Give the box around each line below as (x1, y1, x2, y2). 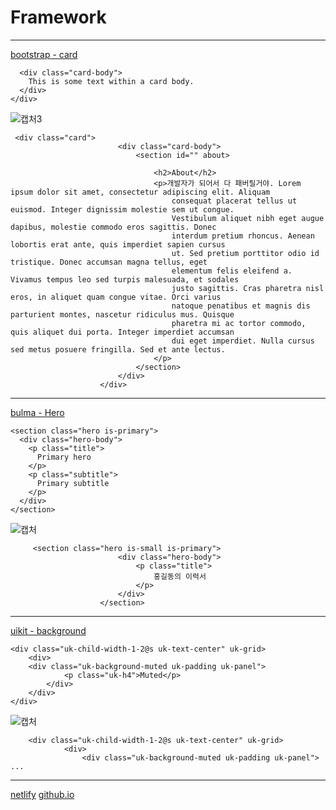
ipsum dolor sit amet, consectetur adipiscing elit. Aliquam (10, 187, 271, 197)
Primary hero (36, 452, 92, 462)
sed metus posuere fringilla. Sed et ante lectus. (10, 344, 226, 355)
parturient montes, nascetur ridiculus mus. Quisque (10, 309, 235, 320)
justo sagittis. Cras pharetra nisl (171, 283, 325, 293)
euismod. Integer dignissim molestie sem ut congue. (10, 204, 235, 215)
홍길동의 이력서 (153, 571, 207, 581)
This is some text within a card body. (28, 76, 195, 86)
